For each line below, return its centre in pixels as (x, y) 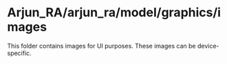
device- (208, 46)
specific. (20, 53)
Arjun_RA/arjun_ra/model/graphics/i (114, 13)
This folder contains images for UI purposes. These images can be (101, 46)
